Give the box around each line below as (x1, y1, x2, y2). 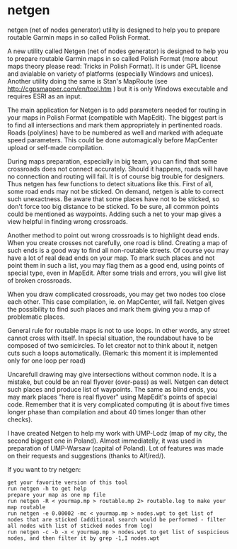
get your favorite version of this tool (7, 479, 129, 486)
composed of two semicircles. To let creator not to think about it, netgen (7, 341, 218, 349)
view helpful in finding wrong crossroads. (7, 217, 129, 225)
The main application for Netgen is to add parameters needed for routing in (7, 106, 226, 114)
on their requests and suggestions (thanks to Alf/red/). (7, 451, 166, 460)
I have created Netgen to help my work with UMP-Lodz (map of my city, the (7, 429, 228, 437)
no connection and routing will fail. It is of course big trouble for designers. (7, 172, 225, 181)
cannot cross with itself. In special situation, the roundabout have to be (7, 334, 214, 342)
